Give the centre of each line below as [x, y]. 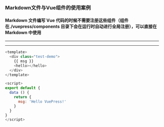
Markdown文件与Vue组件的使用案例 [48, 7]
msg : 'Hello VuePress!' [42, 101]
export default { [23, 88]
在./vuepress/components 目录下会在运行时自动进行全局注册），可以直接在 [81, 26]
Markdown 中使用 [23, 32]
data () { [19, 93]
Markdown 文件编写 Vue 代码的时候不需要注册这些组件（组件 [67, 20]
